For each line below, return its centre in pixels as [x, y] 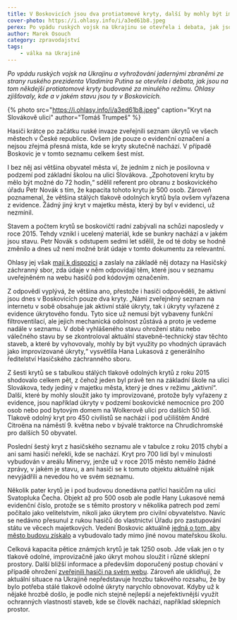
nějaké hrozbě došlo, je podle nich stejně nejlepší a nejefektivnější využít [113, 594]
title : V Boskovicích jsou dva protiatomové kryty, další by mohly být [115, 14]
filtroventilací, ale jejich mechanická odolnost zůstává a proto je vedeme [112, 321]
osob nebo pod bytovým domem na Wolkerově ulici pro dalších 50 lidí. [109, 410]
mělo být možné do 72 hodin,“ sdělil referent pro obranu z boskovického [112, 182]
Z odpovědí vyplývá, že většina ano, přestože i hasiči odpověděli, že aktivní [117, 291]
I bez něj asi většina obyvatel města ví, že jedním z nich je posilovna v [109, 167]
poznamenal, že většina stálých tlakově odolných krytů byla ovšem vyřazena [119, 197]
